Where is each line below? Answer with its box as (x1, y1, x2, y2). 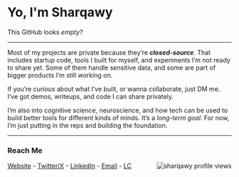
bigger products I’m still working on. (7, 70, 113, 79)
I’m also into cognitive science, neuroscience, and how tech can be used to (7, 106, 228, 114)
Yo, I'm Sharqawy (7, 4, 113, 21)
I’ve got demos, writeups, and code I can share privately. (7, 92, 174, 100)
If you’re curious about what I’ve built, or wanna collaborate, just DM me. (7, 85, 221, 93)
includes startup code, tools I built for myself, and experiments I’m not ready (7, 55, 231, 64)
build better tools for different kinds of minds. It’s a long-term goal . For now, (7, 113, 230, 122)
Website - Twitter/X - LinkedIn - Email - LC (7, 161, 132, 171)
